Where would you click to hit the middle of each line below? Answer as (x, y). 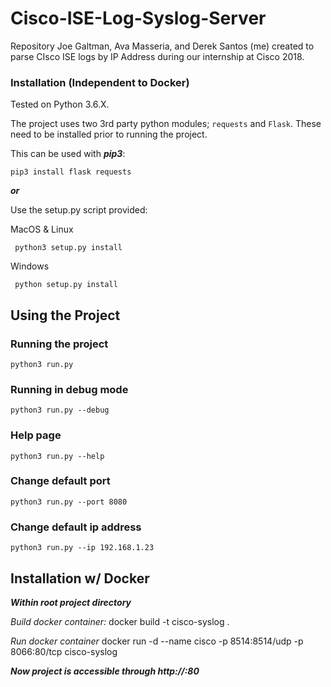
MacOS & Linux (42, 229)
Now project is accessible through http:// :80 (105, 671)
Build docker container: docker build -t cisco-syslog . (120, 621)
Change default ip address (76, 527)
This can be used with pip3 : (68, 154)
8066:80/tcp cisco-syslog (64, 651)
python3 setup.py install (68, 248)
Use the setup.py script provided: (79, 210)
